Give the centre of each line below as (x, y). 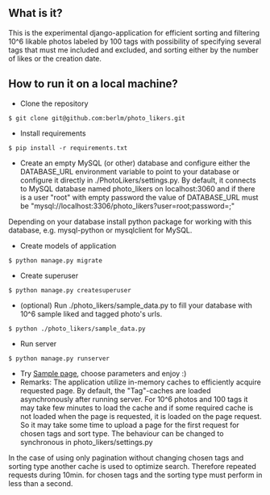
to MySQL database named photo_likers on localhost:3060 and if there (137, 188)
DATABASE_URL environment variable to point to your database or (130, 171)
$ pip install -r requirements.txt (68, 148)
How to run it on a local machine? (93, 84)
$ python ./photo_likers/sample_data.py (77, 329)
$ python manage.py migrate (56, 260)
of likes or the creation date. (55, 58)
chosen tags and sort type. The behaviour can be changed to (122, 433)
